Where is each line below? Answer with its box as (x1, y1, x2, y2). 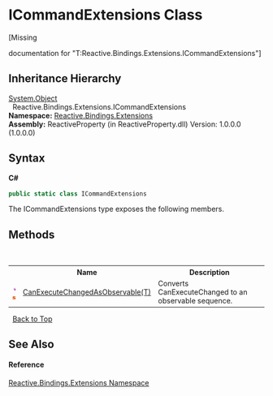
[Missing (8, 32, 38, 42)
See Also (8, 337, 54, 351)
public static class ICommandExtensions (8, 189, 148, 198)
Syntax (8, 152, 45, 166)
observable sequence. (158, 296, 233, 305)
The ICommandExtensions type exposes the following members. (8, 204, 225, 214)
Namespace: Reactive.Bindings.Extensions (8, 110, 153, 120)
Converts (158, 278, 189, 288)
